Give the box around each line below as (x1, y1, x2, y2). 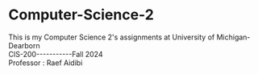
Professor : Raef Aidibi (8, 58, 83, 68)
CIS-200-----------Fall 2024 (8, 49, 103, 59)
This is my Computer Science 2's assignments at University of (8, 32, 215, 42)
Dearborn (8, 40, 40, 50)
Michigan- (216, 32, 251, 42)
